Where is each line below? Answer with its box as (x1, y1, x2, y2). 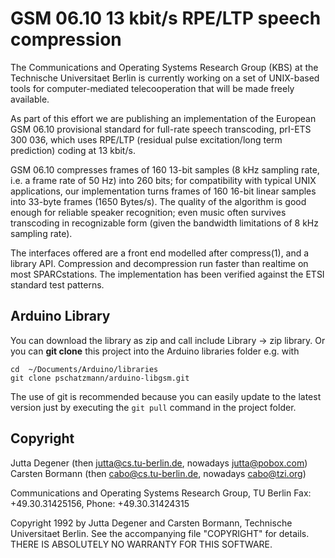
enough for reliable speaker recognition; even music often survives (10, 206, 287, 218)
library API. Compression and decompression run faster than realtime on (10, 257, 309, 269)
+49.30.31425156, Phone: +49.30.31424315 (10, 497, 190, 509)
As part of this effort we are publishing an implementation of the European (10, 112, 317, 124)
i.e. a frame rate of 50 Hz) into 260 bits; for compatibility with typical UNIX (10, 174, 317, 186)
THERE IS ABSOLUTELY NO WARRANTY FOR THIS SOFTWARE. (10, 538, 273, 550)
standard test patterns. (10, 278, 105, 291)
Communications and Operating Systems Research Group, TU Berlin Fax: (10, 487, 312, 499)
